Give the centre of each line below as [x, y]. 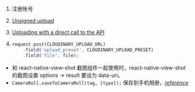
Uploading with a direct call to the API [58, 32]
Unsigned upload [33, 21]
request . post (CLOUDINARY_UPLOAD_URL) [59, 44]
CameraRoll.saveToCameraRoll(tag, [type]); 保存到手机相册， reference [100, 82]
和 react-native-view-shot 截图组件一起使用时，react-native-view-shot [99, 68]
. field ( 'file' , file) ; [51, 56]
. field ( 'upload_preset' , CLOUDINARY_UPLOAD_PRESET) [88, 50]
